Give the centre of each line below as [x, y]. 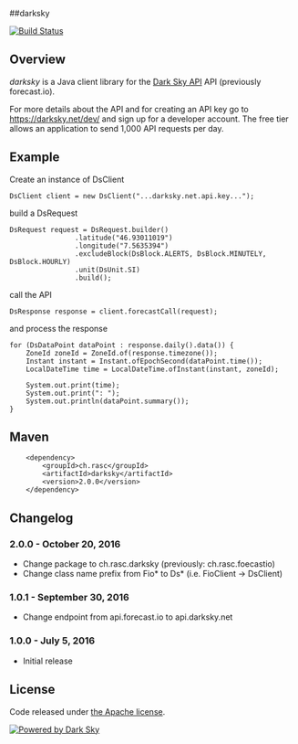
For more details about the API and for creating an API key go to [129, 109]
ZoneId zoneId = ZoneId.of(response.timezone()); [122, 353]
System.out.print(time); [73, 385]
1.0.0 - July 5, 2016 [52, 641]
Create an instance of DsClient [67, 179]
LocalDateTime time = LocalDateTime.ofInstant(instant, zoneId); [153, 369]
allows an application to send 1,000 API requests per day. [117, 128]
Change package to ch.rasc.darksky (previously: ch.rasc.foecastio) [149, 564]
